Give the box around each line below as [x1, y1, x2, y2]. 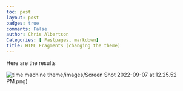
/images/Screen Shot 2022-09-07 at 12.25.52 [62, 71, 177, 78]
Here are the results [6, 59, 56, 67]
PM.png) [6, 77, 28, 85]
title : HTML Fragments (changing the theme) [6, 43, 121, 49]
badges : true [6, 20, 39, 26]
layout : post [6, 15, 39, 21]
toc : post [6, 8, 32, 15]
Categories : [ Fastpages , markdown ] [6, 37, 99, 43]
